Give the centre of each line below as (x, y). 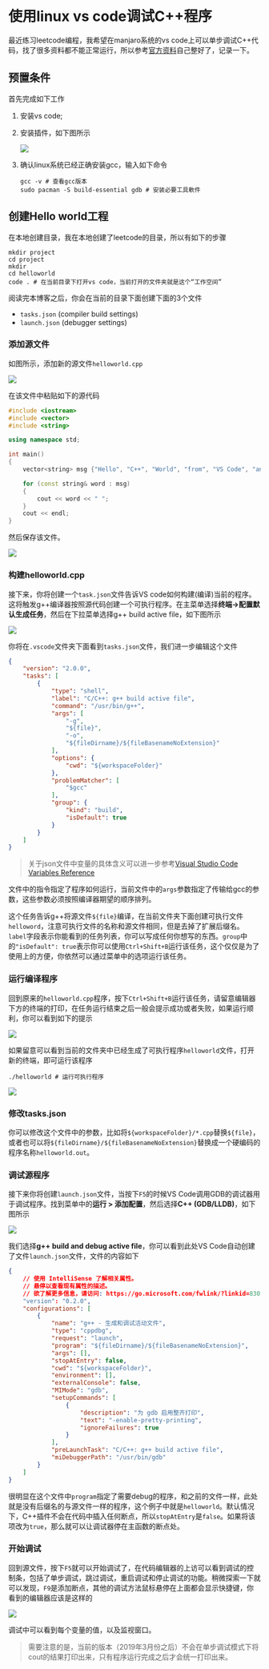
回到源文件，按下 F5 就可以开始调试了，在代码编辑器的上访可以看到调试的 (128, 1567)
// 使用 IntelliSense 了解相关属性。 (80, 1279)
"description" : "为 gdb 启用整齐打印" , (142, 1413)
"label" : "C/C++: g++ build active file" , (123, 698)
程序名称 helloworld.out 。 (51, 1152)
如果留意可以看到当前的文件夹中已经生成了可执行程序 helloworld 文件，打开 (131, 1050)
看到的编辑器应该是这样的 (50, 1598)
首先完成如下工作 (36, 99)
